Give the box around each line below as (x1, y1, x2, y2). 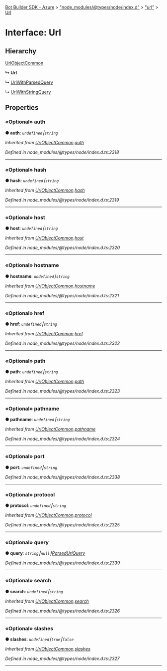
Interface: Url (5, 27, 61, 38)
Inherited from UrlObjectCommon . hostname (5, 283, 95, 289)
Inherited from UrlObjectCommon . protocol (5, 512, 92, 518)
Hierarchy (5, 47, 37, 55)
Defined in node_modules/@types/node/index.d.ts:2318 (5, 149, 119, 155)
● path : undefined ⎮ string (5, 369, 58, 375)
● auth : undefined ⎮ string (5, 130, 58, 136)
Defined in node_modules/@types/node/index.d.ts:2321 (5, 292, 119, 298)
